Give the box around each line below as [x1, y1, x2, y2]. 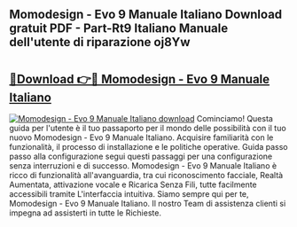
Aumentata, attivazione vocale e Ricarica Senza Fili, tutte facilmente [9, 179, 257, 190]
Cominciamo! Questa [196, 113, 273, 123]
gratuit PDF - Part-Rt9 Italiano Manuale [9, 21, 229, 36]
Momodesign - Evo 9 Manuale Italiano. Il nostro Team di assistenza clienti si [9, 199, 286, 208]
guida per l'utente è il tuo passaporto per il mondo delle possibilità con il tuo [9, 123, 286, 133]
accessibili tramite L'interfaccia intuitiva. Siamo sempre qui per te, [9, 189, 250, 199]
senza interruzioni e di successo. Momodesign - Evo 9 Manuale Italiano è [9, 160, 277, 171]
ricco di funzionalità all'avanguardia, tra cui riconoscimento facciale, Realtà [9, 170, 284, 180]
